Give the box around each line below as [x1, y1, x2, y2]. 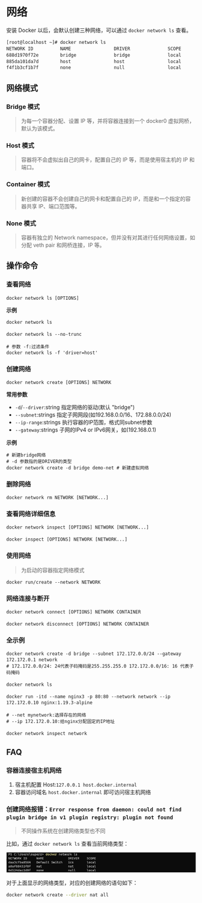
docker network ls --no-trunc [6, 331, 82, 337]
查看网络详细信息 [6, 510, 56, 518]
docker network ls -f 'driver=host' [6, 350, 98, 356]
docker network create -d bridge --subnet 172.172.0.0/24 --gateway [6, 651, 182, 657]
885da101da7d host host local [6, 58, 182, 64]
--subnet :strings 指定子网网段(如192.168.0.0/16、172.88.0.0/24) [14, 411, 171, 418]
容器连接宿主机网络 [6, 766, 62, 774]
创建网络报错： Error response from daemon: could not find [6, 805, 182, 813]
